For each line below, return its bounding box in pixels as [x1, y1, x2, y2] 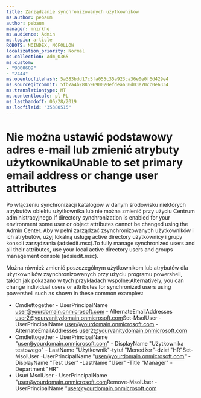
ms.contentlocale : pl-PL [6, 93, 69, 99]
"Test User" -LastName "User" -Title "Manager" [49, 359, 169, 367]
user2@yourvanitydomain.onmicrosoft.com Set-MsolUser [14, 314, 158, 321]
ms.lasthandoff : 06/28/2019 [6, 98, 77, 104]
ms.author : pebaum [6, 14, 53, 21]
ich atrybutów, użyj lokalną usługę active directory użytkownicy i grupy [6, 233, 183, 241]
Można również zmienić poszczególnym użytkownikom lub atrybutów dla [6, 264, 188, 271]
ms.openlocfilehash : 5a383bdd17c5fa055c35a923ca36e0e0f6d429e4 [6, 76, 169, 82]
